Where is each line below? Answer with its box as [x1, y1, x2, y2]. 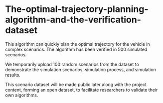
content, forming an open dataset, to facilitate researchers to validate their [5, 87, 158, 93]
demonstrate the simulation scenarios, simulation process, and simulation [5, 66, 156, 73]
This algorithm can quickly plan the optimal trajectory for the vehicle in [5, 41, 151, 47]
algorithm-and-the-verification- [5, 14, 141, 25]
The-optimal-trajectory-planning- [5, 3, 149, 15]
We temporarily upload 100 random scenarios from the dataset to [5, 61, 140, 67]
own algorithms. [5, 92, 38, 98]
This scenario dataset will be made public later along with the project [5, 81, 147, 88]
